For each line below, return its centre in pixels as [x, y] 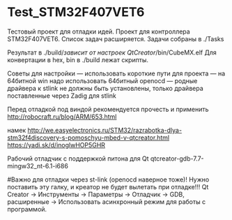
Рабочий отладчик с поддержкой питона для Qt [78, 159]
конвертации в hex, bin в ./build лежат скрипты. [78, 59]
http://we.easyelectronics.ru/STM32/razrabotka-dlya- [105, 130]
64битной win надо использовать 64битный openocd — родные [102, 80]
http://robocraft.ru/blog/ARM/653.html [62, 117]
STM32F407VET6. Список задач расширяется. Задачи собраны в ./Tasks [116, 38]
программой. [27, 209]
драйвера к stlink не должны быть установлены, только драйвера [105, 88]
